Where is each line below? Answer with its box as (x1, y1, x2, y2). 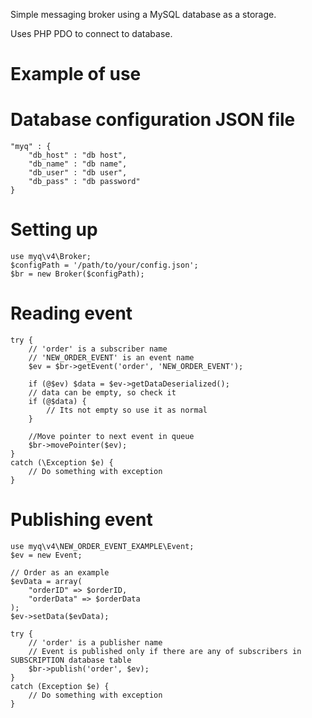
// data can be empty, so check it (28, 388, 177, 398)
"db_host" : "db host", (28, 150, 128, 161)
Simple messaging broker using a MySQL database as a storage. (10, 9, 277, 20)
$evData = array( (10, 576, 83, 586)
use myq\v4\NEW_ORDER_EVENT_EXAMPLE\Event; (10, 541, 195, 551)
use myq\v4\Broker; (10, 252, 92, 262)
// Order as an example (10, 567, 110, 578)
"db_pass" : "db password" (28, 177, 141, 187)
